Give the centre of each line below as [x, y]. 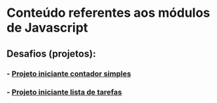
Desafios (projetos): [51, 54]
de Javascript [47, 28]
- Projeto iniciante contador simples [69, 74]
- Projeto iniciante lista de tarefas [64, 92]
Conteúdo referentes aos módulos [108, 13]
